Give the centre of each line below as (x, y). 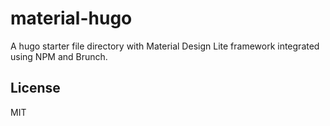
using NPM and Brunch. (59, 56)
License (35, 88)
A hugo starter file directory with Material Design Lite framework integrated (165, 46)
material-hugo (71, 18)
